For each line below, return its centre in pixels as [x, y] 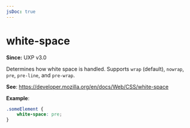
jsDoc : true [21, 12]
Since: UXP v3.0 [26, 57]
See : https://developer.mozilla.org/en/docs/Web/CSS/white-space [88, 87]
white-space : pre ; [39, 114]
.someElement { [25, 109]
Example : [18, 98]
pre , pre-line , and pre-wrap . [41, 75]
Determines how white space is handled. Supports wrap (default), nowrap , [95, 69]
